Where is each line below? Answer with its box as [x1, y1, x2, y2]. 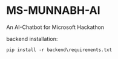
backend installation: [6, 35, 58, 42]
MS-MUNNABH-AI [6, 4, 101, 17]
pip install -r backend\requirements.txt [6, 46, 113, 53]
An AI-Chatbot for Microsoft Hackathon [6, 23, 105, 31]
